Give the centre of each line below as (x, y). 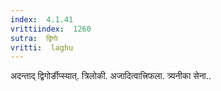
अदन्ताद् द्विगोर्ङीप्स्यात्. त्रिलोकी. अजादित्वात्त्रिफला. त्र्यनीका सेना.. (111, 76)
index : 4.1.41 (42, 19)
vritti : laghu (42, 47)
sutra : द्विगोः (34, 38)
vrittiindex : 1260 (51, 29)
